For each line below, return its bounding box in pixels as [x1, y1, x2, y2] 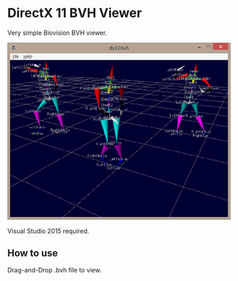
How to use [7, 247, 58, 260]
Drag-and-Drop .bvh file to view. [7, 266, 102, 275]
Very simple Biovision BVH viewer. [7, 28, 108, 37]
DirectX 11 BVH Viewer [7, 5, 142, 21]
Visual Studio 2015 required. [7, 226, 90, 235]
